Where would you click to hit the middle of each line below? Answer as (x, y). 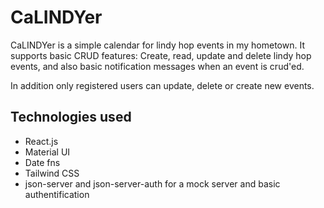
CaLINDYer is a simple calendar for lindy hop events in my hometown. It (157, 45)
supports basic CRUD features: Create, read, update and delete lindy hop (161, 55)
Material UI (47, 152)
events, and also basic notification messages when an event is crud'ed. (157, 66)
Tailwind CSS (52, 173)
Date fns (42, 162)
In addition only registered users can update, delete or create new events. (162, 85)
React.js (41, 141)
